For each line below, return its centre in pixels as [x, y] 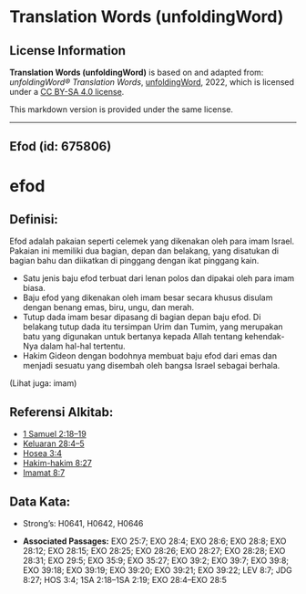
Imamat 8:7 [44, 473]
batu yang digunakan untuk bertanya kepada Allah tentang [133, 337]
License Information [67, 51]
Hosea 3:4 [42, 453]
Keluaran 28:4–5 [53, 443]
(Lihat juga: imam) [43, 383]
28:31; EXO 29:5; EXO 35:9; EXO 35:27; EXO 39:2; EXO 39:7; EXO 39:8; [156, 561]
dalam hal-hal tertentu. [83, 346]
